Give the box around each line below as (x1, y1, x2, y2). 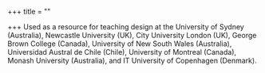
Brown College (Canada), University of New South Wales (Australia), (7, 39, 232, 48)
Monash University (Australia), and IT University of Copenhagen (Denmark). (7, 56, 257, 65)
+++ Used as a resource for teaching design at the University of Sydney (7, 22, 244, 31)
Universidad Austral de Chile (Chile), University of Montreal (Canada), (7, 48, 237, 56)
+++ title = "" (7, 7, 51, 16)
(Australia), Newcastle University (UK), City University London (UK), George (7, 31, 257, 40)
